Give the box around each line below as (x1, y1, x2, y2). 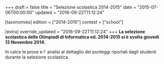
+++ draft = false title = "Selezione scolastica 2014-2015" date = (5, 4, 137, 10)
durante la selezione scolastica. (5, 54, 70, 60)
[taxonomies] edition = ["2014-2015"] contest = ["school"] (5, 19, 123, 25)
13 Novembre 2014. (5, 39, 46, 45)
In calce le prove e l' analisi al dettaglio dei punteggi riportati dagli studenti (5, 49, 157, 55)
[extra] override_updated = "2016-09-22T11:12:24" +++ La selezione (5, 29, 145, 34)
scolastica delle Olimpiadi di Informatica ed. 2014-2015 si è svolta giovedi (5, 34, 160, 40)
